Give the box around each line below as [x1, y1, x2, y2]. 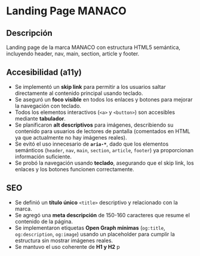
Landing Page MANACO [6, 4, 127, 18]
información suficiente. [14, 153, 72, 160]
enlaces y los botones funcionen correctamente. [14, 165, 134, 172]
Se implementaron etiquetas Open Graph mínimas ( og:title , [14, 224, 165, 231]
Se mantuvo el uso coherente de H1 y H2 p [14, 243, 121, 250]
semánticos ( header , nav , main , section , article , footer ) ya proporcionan [14, 146, 194, 153]
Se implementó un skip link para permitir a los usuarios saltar [14, 83, 166, 90]
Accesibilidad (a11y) [6, 67, 82, 78]
